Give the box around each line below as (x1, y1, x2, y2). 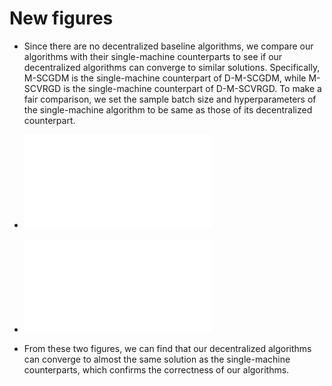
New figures (9, 7, 114, 30)
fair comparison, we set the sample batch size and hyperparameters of (23, 93, 317, 105)
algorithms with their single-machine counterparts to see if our (23, 50, 283, 62)
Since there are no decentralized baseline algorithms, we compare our (23, 40, 314, 52)
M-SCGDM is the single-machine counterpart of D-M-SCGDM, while (23, 72, 307, 84)
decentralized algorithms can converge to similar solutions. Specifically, (23, 61, 321, 73)
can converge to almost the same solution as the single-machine (23, 353, 291, 365)
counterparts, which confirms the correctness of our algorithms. (23, 363, 290, 376)
